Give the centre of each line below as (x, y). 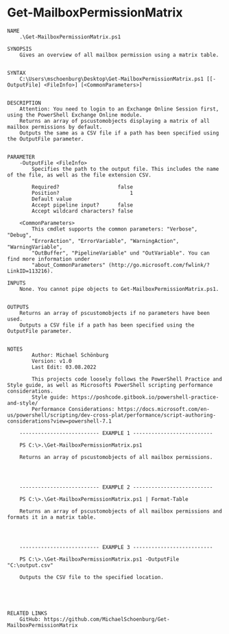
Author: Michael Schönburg (70, 355)
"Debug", (20, 235)
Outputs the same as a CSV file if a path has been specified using (119, 133)
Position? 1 (83, 193)
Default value (52, 199)
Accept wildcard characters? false (83, 211)
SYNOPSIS (20, 49)
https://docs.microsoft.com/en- (164, 409)
